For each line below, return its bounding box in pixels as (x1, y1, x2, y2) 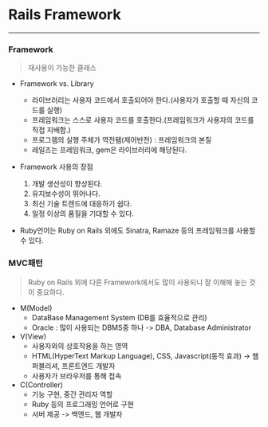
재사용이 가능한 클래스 (27, 63, 97, 72)
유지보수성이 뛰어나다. (31, 189, 101, 198)
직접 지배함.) (31, 125, 72, 135)
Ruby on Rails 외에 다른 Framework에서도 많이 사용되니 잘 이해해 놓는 (27, 277, 247, 287)
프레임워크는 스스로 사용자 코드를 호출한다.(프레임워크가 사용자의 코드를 (31, 116, 254, 125)
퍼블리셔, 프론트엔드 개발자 (31, 361, 116, 370)
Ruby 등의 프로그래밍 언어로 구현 (31, 399, 134, 409)
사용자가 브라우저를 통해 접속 (31, 370, 122, 380)
